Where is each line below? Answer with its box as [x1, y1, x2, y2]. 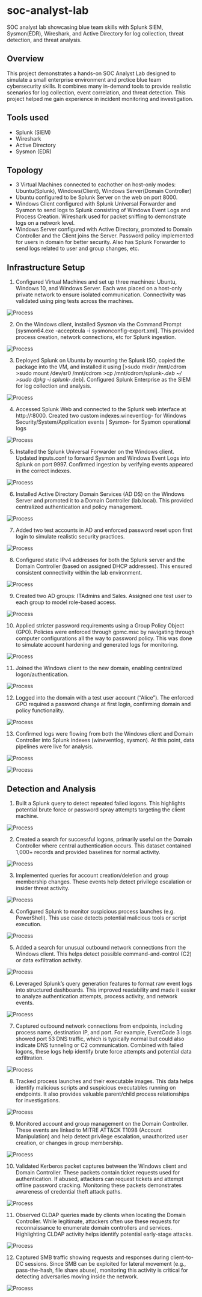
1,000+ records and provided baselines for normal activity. [15, 849, 161, 855]
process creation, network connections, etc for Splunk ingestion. [15, 334, 177, 341]
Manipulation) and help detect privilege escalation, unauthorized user [15, 1133, 188, 1140]
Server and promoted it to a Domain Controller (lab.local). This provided [15, 497, 194, 504]
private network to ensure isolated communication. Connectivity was [15, 291, 186, 298]
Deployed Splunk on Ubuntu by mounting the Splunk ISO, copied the [15, 357, 185, 364]
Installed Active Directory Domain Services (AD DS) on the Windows [15, 490, 185, 498]
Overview [7, 53, 44, 64]
